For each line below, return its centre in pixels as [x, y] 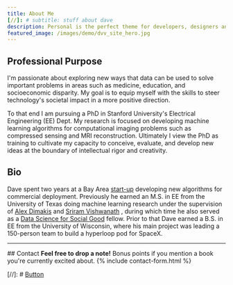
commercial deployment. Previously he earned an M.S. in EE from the [106, 196]
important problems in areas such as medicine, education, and [96, 85]
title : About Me [31, 14]
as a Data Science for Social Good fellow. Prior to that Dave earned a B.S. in [115, 218]
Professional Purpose [55, 61]
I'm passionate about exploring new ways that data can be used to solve [111, 78]
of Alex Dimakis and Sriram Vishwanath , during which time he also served [113, 211]
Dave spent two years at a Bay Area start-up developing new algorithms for [115, 189]
